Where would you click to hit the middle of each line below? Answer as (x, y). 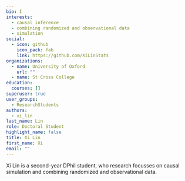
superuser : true (26, 94)
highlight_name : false (34, 132)
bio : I (14, 11)
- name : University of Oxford (48, 66)
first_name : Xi (25, 143)
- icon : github (30, 45)
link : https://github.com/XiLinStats (63, 55)
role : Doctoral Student (35, 127)
